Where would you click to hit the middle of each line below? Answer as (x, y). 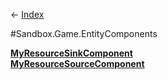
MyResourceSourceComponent (77, 63)
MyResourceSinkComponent (71, 53)
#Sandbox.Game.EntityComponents (84, 33)
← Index (27, 14)
